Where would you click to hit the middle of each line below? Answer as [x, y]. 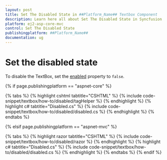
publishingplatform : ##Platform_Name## [47, 33]
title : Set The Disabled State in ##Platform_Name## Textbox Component [81, 14]
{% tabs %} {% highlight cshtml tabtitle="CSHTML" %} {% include [73, 95]
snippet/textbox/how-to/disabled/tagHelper [50, 101]
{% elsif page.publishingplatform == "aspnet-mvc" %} [61, 126]
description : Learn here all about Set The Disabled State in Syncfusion [84, 19]
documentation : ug [24, 38]
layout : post [19, 10]
